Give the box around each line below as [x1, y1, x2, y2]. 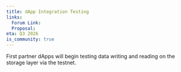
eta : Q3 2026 [6, 31, 39, 37]
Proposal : [11, 25, 36, 32]
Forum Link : [11, 20, 42, 26]
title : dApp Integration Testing [6, 8, 89, 15]
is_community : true [6, 36, 55, 42]
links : [6, 14, 23, 20]
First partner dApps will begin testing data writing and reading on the [6, 53, 176, 60]
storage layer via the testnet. [6, 59, 76, 66]
